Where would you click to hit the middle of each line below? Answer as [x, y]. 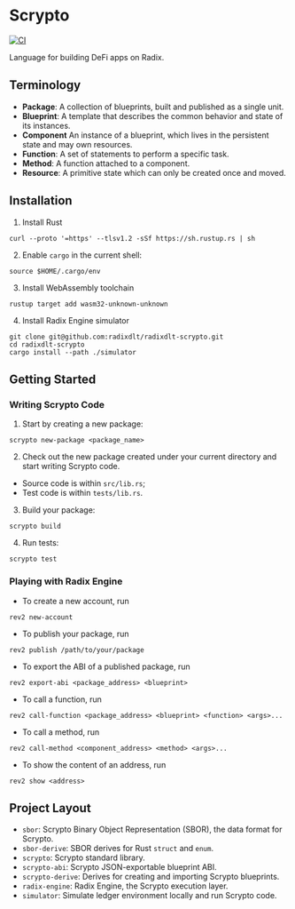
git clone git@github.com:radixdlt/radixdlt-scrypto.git [116, 337]
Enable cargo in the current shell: [82, 255]
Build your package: [58, 510]
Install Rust [42, 222]
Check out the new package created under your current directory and [149, 457]
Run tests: [40, 543]
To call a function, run [62, 699]
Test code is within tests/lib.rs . [82, 493]
